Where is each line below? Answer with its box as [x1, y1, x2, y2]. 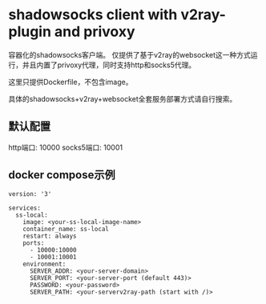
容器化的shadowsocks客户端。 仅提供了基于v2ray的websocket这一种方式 [8, 50, 251, 59]
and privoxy [54, 22, 135, 41]
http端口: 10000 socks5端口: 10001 [8, 142, 123, 152]
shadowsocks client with [8, 6, 178, 24]
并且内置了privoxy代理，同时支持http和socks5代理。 [22, 60, 196, 70]
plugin [8, 22, 52, 41]
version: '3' [8, 190, 52, 198]
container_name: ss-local [22, 225, 110, 233]
